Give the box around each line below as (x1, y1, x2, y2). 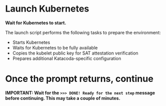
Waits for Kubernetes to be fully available (12, 44, 98, 50)
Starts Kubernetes (12, 39, 50, 45)
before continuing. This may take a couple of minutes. (5, 95, 121, 101)
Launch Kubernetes (5, 3, 90, 15)
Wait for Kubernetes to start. (5, 20, 66, 26)
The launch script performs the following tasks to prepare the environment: (5, 29, 161, 35)
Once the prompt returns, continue (5, 73, 153, 85)
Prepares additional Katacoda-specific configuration (12, 55, 122, 61)
